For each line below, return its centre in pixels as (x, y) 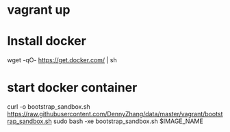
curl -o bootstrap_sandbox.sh (49, 107)
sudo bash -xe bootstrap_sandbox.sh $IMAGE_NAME (128, 121)
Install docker (47, 41)
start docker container (72, 88)
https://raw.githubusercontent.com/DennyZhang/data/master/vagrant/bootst (115, 114)
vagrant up (39, 10)
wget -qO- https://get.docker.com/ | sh (62, 60)
